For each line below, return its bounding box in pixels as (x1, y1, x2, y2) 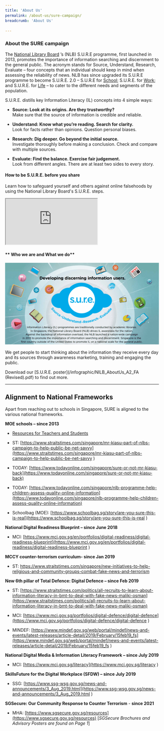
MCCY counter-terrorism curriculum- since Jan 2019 (5, 554, 115, 559)
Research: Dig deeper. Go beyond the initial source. (12, 136, 119, 142)
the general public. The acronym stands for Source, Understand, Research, (5, 62, 156, 67)
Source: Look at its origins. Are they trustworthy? (12, 107, 115, 112)
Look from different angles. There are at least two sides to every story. (12, 161, 154, 167)
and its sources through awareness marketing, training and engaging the (5, 354, 151, 360)
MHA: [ (12, 709, 27, 716)
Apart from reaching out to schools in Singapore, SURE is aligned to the (5, 406, 149, 412)
